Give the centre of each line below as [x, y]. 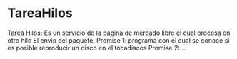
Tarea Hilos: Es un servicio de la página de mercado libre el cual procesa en [119, 33]
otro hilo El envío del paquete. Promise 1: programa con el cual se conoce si [118, 40]
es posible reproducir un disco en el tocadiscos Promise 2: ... [97, 48]
